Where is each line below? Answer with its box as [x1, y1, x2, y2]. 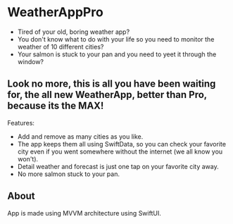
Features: [7, 118, 35, 127]
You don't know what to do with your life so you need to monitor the [17, 35, 215, 43]
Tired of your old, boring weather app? [17, 27, 130, 36]
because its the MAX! [7, 100, 104, 112]
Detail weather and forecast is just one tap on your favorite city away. [17, 162, 220, 170]
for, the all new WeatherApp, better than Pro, [7, 89, 208, 101]
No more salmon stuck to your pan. [17, 170, 120, 178]
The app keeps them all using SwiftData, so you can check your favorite [17, 139, 227, 148]
